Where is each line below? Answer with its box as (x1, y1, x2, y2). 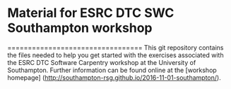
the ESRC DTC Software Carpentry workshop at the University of (7, 58, 196, 66)
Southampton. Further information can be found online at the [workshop (7, 66, 217, 74)
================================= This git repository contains (7, 43, 224, 52)
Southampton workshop (7, 20, 153, 36)
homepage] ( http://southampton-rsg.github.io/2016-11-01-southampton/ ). (7, 73, 221, 82)
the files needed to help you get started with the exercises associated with (7, 51, 224, 59)
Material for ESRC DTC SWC (7, 5, 174, 21)
